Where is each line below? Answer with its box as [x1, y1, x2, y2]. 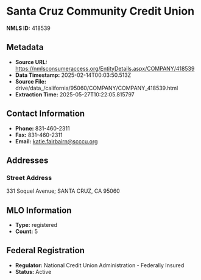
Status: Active [15, 268, 52, 275]
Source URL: [15, 58, 48, 65]
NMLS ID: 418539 [6, 24, 51, 32]
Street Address [6, 173, 52, 182]
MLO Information [6, 205, 72, 215]
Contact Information [6, 109, 85, 119]
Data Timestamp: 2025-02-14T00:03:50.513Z [15, 71, 132, 79]
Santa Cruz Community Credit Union [6, 4, 195, 18]
